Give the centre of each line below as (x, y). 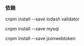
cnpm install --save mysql (32, 29)
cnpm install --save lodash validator (42, 19)
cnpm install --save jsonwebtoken (40, 38)
